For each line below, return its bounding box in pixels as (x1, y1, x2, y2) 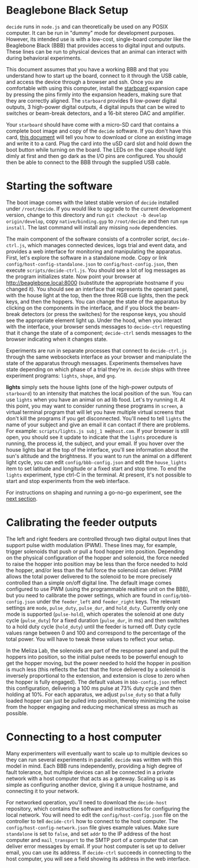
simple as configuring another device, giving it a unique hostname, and (6, 781, 179, 788)
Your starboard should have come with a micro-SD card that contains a (6, 121, 179, 128)
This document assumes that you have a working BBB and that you (6, 65, 169, 73)
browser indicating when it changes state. (6, 336, 108, 343)
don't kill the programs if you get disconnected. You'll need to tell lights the (6, 415, 191, 422)
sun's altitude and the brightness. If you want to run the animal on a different (6, 452, 192, 459)
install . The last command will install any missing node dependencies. (6, 223, 178, 231)
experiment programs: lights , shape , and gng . (6, 372, 117, 379)
